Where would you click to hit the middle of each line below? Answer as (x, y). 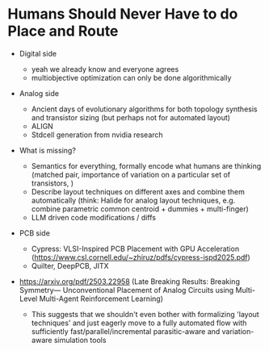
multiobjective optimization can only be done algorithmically (131, 77)
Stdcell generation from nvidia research (97, 135)
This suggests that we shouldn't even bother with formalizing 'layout (145, 314)
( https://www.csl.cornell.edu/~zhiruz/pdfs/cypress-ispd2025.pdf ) (141, 257)
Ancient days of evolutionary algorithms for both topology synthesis (144, 109)
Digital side (38, 53)
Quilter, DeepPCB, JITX (70, 265)
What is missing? (47, 150)
